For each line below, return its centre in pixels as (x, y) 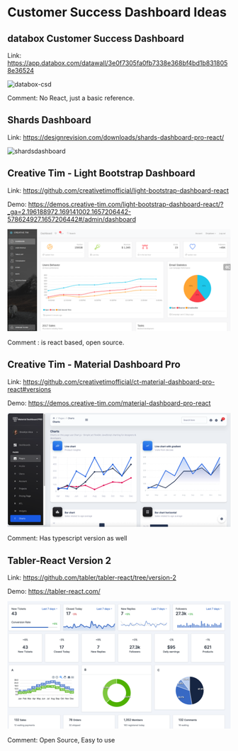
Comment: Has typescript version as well (67, 538)
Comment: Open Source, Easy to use (61, 740)
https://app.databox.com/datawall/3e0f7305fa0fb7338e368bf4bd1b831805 (118, 63)
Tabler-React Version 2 (59, 560)
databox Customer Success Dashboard (96, 39)
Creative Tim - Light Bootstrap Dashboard (102, 173)
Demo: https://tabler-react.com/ (54, 591)
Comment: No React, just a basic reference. (71, 98)
